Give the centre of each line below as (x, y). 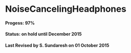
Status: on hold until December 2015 (43, 34)
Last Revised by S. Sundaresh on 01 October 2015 (57, 45)
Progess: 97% (20, 23)
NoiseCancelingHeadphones (66, 9)
